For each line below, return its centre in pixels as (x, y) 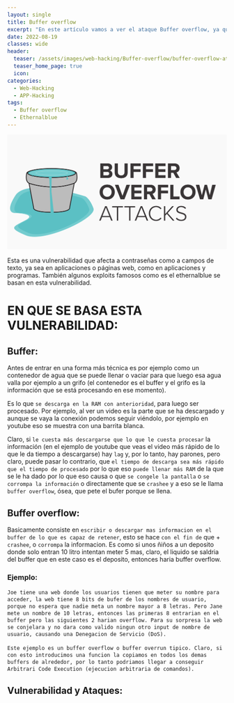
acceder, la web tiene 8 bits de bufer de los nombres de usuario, (107, 600)
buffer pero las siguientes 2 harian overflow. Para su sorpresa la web (115, 621)
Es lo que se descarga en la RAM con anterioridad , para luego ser (103, 404)
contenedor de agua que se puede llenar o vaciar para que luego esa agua (114, 375)
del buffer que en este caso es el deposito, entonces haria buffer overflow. (114, 559)
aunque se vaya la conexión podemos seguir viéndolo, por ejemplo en (108, 418)
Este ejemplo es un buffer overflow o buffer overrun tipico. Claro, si (115, 648)
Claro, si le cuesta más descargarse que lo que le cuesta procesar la (109, 439)
